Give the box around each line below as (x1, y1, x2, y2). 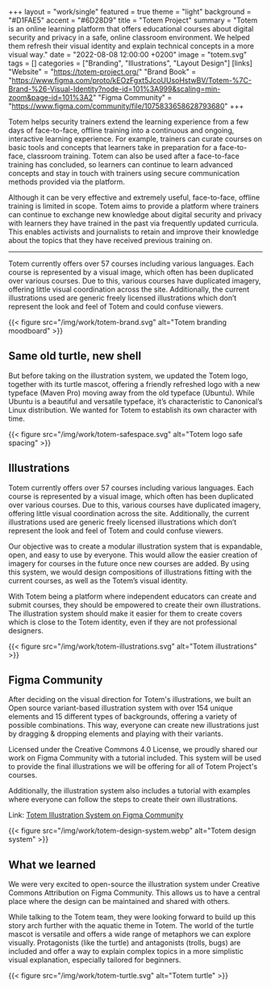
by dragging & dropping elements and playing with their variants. (8, 729, 223, 738)
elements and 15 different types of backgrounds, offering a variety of (8, 712, 238, 721)
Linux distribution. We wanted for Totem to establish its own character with (8, 405, 257, 414)
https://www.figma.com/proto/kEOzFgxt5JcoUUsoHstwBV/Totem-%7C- (11, 76, 252, 85)
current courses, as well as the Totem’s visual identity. (8, 575, 188, 585)
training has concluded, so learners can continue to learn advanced (8, 160, 234, 169)
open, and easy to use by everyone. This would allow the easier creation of (8, 549, 258, 560)
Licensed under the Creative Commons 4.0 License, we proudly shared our (8, 745, 258, 755)
